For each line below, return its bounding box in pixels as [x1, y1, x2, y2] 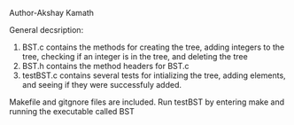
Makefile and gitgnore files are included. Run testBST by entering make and [9, 97, 285, 107]
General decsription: [9, 25, 84, 35]
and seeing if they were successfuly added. [21, 80, 182, 90]
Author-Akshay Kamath [9, 8, 95, 18]
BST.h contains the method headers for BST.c [21, 61, 190, 71]
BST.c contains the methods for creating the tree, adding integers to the [21, 42, 285, 52]
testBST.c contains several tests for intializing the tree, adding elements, [21, 70, 286, 81]
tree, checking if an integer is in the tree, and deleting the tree [21, 51, 248, 61]
